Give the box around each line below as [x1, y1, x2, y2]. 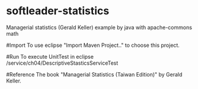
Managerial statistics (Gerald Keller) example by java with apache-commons [6, 24, 193, 31]
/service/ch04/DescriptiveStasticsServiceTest [6, 59, 119, 66]
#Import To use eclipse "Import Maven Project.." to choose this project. [6, 42, 180, 49]
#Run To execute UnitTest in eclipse [6, 53, 94, 60]
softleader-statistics [6, 4, 110, 18]
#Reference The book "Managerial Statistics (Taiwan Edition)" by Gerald [6, 71, 183, 78]
